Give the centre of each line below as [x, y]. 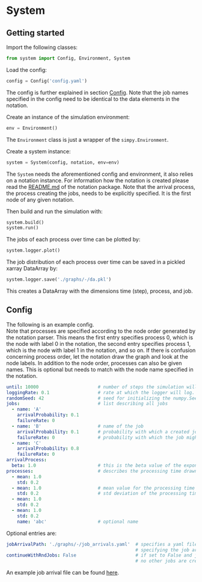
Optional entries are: [32, 533]
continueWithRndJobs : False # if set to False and [99, 555]
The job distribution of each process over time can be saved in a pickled [96, 262]
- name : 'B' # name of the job [78, 426]
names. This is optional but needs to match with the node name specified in [100, 369]
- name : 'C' [27, 443]
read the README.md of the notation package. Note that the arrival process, [101, 187]
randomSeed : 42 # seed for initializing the [88, 398]
